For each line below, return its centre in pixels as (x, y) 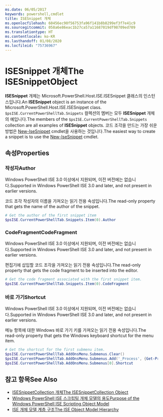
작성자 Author (20, 168)
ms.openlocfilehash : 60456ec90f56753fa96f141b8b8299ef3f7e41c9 (70, 23)
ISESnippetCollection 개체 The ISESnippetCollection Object (70, 392)
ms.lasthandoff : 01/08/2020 (33, 41)
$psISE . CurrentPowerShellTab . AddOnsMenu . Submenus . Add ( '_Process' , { (76, 359)
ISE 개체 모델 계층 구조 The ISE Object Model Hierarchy (65, 409)
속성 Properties (27, 153)
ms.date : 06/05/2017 (26, 9)
